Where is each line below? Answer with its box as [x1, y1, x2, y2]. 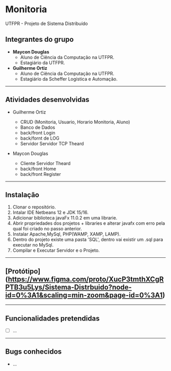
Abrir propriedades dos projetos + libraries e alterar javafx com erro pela [12, 220, 165, 226]
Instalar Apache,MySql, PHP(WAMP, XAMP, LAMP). [12, 231, 121, 237]
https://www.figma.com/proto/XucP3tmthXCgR [8, 275, 164, 283]
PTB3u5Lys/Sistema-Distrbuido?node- [5, 283, 132, 291]
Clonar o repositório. [12, 204, 56, 210]
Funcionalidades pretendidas [5, 314, 100, 323]
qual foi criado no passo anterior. [12, 226, 82, 232]
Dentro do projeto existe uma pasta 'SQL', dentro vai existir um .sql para [12, 236, 163, 243]
